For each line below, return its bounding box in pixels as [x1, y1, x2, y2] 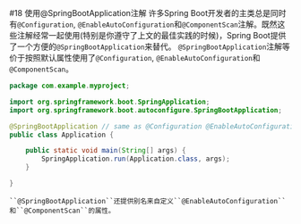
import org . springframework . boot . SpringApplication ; [9, 97, 211, 106]
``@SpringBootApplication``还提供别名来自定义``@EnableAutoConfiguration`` [9, 196, 287, 205]
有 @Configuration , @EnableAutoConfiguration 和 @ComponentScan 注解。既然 [9, 19, 278, 29]
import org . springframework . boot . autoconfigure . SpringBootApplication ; [9, 105, 282, 114]
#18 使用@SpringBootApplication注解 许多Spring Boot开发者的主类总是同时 [9, 8, 287, 18]
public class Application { [9, 130, 115, 139]
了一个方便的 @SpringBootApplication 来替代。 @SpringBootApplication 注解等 [9, 41, 290, 52]
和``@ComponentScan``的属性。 [9, 206, 116, 215]
